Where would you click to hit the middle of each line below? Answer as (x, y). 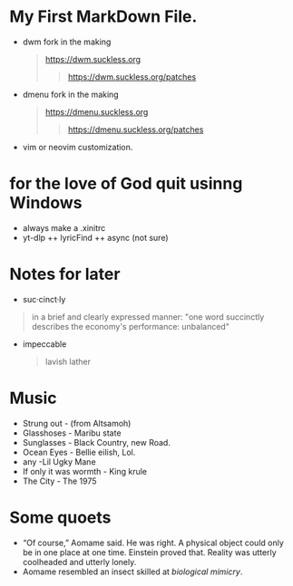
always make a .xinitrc (64, 227)
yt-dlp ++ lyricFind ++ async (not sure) (96, 237)
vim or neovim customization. (78, 147)
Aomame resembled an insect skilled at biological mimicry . (132, 572)
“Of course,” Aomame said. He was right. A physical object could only (153, 543)
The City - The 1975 (59, 481)
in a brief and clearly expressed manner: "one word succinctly (148, 317)
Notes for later (65, 274)
